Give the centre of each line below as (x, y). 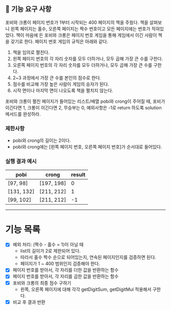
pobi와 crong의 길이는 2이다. (42, 140)
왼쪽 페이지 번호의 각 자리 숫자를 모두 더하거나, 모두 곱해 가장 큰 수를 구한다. (88, 59)
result (78, 175)
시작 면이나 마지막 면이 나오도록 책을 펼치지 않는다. (63, 90)
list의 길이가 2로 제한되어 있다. (50, 251)
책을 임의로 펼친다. (31, 52)
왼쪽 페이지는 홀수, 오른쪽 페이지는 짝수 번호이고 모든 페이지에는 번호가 (80, 29)
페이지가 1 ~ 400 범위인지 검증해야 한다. (60, 264)
